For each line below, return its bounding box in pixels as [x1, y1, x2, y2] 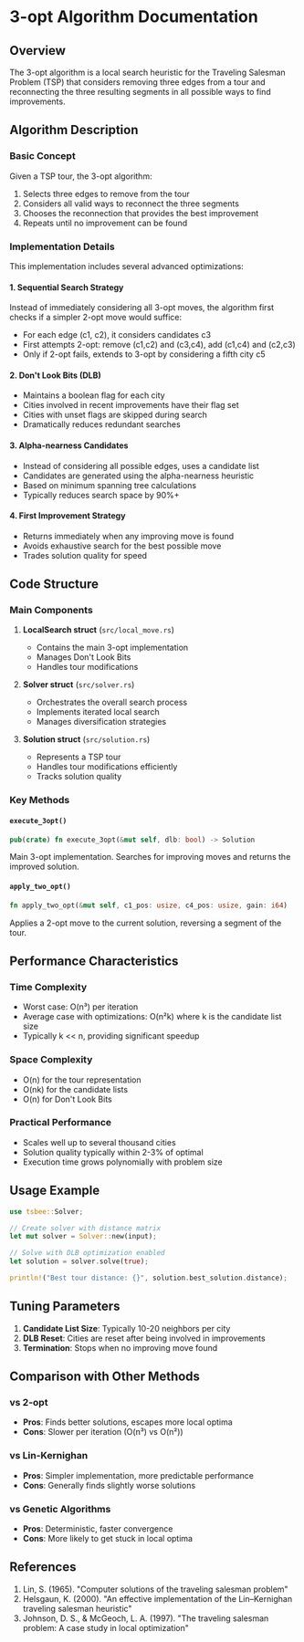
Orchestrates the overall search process [36, 696, 188, 708]
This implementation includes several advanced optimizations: [9, 260, 244, 271]
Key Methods [9, 794, 70, 807]
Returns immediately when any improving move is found [22, 530, 235, 541]
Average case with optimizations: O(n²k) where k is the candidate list [22, 1011, 282, 1022]
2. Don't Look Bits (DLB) [9, 370, 102, 381]
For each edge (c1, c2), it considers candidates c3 [22, 329, 212, 340]
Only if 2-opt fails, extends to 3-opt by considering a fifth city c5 [22, 349, 266, 360]
